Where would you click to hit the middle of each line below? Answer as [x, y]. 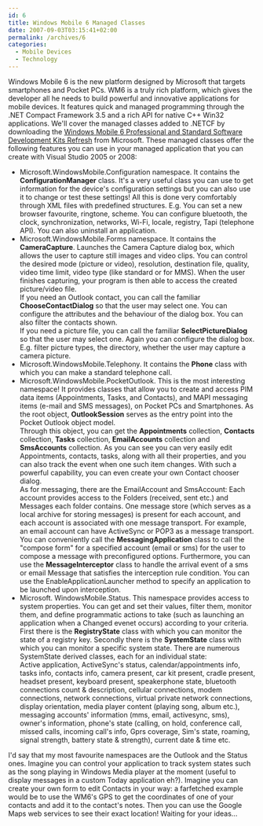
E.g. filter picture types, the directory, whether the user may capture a [132, 347]
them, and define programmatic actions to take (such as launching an [132, 615]
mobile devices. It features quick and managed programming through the [126, 106]
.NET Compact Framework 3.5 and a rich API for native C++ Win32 [116, 115]
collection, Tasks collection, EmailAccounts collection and [115, 439]
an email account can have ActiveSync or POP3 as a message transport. [137, 530]
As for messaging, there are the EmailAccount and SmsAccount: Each [132, 489]
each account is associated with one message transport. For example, [133, 523]
